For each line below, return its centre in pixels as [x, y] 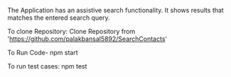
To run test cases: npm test [47, 66]
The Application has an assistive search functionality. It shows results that [116, 10]
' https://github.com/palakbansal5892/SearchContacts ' [87, 39]
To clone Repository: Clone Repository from [71, 31]
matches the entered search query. [59, 18]
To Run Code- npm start [43, 53]
